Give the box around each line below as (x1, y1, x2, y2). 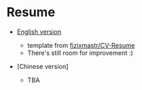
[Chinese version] (16, 62, 69, 70)
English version (16, 27, 61, 36)
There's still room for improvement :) (27, 49, 134, 57)
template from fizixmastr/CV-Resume (27, 41, 135, 49)
